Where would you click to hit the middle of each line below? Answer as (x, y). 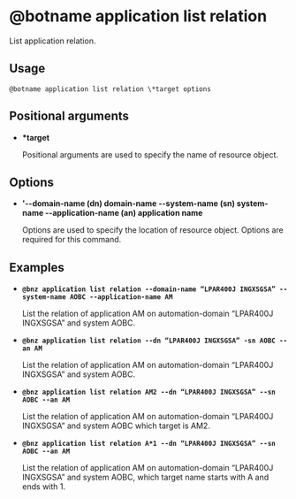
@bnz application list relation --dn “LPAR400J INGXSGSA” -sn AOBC (148, 341)
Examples (37, 267)
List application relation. (53, 41)
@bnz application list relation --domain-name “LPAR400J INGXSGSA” (148, 289)
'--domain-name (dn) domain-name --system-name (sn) (129, 203)
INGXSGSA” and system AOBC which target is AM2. (116, 426)
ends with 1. (44, 487)
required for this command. (72, 240)
